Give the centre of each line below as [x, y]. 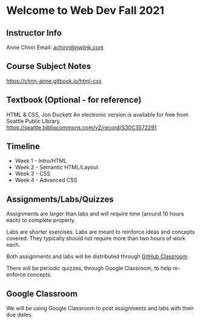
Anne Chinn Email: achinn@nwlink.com [55, 47]
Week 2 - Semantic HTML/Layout [57, 168]
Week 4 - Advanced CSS [46, 180]
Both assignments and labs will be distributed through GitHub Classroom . [97, 256]
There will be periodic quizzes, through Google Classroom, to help [89, 268]
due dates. [20, 315]
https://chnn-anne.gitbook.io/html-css [54, 81]
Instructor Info [34, 33]
